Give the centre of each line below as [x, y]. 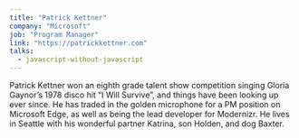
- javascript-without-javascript [81, 60]
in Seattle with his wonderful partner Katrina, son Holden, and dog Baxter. [147, 124]
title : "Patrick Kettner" [58, 18]
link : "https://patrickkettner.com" [78, 43]
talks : [22, 51]
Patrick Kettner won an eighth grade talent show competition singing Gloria [149, 85]
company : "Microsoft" [50, 26]
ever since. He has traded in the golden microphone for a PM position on [145, 104]
